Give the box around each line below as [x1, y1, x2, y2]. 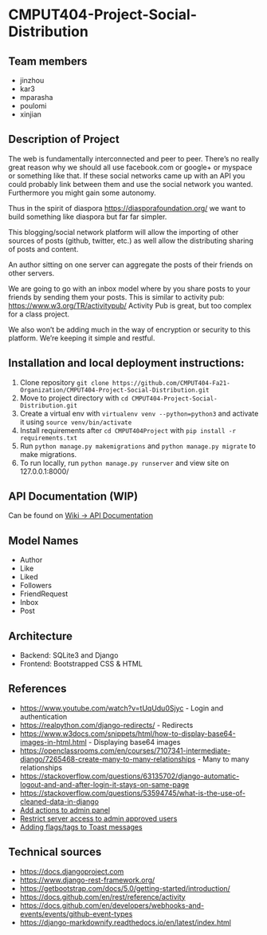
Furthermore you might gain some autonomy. [8, 188, 157, 197]
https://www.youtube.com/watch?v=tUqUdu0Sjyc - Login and [19, 703, 224, 713]
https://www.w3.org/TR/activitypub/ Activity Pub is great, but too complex [8, 300, 253, 310]
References [8, 682, 67, 696]
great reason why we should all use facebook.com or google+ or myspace [8, 162, 253, 172]
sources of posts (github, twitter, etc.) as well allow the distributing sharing [8, 236, 253, 245]
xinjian [19, 109, 42, 119]
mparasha [19, 93, 53, 101]
